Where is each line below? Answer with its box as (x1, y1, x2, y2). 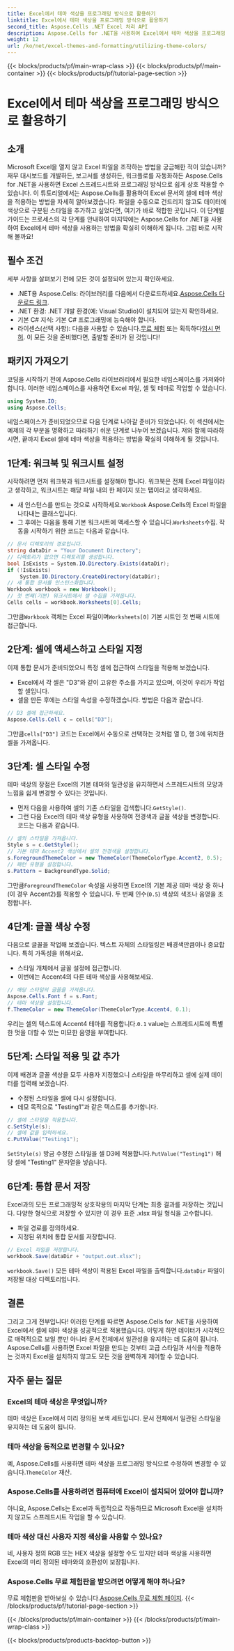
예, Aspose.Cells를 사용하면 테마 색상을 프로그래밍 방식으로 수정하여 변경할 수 (7, 1459, 219, 1467)
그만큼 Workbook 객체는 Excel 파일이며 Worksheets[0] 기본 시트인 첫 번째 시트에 (7, 612, 220, 621)
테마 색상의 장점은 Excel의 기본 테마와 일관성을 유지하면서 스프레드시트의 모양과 (7, 780, 224, 789)
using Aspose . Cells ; (7, 404, 68, 411)
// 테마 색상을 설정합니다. (7, 1000, 75, 1007)
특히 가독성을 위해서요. (22, 949, 84, 958)
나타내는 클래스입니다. (17, 509, 78, 518)
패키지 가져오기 (7, 355, 69, 367)
